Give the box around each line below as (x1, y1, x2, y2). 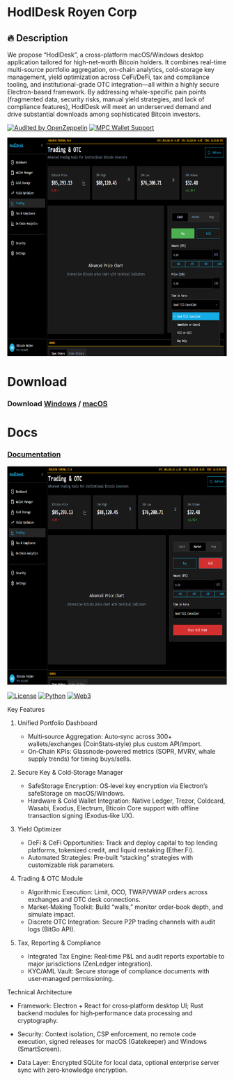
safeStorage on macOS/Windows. (27, 789, 125, 797)
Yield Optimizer (17, 824, 62, 833)
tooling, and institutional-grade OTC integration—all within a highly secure (7, 80, 219, 88)
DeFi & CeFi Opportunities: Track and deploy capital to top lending (27, 838, 218, 847)
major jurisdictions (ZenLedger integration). (27, 959, 153, 968)
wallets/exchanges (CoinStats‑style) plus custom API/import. (27, 739, 203, 748)
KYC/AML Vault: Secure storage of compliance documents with (27, 966, 210, 975)
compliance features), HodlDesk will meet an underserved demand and (7, 103, 212, 110)
